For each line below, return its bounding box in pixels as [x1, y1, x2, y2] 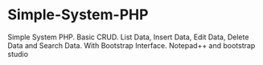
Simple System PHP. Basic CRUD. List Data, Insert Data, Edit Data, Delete [7, 32, 249, 42]
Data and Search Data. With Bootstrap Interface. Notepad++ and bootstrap [7, 40, 256, 50]
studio [7, 49, 29, 59]
